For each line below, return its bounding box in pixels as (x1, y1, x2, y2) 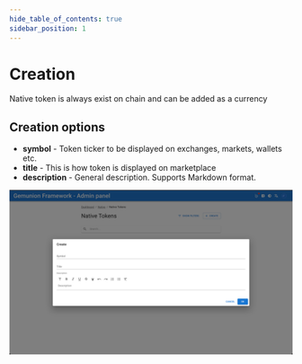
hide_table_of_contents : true (9, 14, 123, 23)
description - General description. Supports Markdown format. (22, 172, 256, 183)
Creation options (9, 120, 105, 135)
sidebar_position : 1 (9, 23, 87, 33)
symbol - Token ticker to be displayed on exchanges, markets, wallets (22, 144, 283, 155)
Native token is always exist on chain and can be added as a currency (9, 93, 268, 104)
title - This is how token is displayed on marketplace (22, 163, 217, 173)
